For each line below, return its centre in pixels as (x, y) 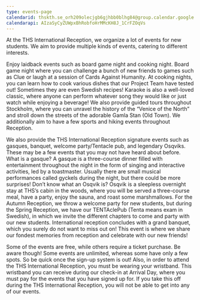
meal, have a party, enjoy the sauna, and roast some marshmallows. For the (99, 197)
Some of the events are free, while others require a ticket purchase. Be (93, 247)
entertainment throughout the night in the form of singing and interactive (96, 165)
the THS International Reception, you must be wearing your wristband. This (99, 266)
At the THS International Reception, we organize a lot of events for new (94, 40)
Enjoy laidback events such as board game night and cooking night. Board (98, 64)
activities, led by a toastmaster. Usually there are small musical (84, 172)
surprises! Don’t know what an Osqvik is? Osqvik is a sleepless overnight (96, 184)
